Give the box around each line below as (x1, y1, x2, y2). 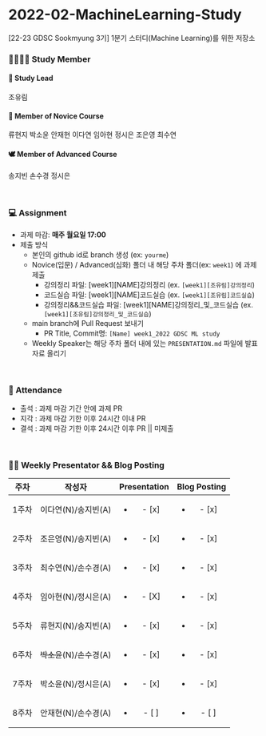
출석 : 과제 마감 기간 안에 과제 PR (19, 404, 122, 413)
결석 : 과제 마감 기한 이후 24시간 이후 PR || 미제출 (19, 424, 174, 433)
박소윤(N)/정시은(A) (39, 678, 112, 690)
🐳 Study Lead (8, 74, 54, 83)
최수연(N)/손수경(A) (39, 562, 112, 573)
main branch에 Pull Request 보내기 (31, 318, 144, 328)
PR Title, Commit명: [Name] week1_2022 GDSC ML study (43, 328, 220, 338)
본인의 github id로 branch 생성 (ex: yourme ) (31, 250, 169, 259)
